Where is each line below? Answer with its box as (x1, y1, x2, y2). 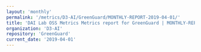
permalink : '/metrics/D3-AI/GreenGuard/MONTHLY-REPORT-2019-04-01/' (6, 14, 181, 20)
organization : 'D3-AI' (6, 25, 63, 32)
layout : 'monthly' (6, 8, 52, 15)
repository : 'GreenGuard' (6, 31, 71, 37)
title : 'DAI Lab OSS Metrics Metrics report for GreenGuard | (6, 20, 165, 26)
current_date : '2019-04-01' (6, 36, 77, 42)
